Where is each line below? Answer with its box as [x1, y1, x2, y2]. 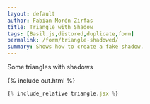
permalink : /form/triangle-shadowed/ [7, 37, 119, 44]
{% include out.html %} [7, 76, 76, 85]
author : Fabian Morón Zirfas [7, 17, 93, 24]
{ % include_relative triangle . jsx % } [7, 90, 119, 97]
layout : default [7, 10, 55, 18]
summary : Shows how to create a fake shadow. [7, 43, 144, 50]
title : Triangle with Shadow [7, 23, 93, 30]
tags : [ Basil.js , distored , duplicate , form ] [7, 30, 134, 37]
